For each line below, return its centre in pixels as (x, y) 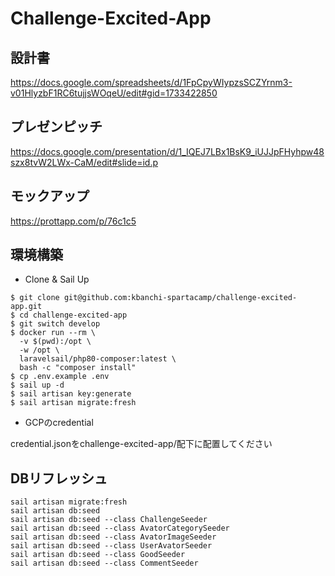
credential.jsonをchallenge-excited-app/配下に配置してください (141, 444)
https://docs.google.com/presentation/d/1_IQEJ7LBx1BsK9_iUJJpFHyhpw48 (167, 151)
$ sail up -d (37, 385)
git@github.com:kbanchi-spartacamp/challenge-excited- (180, 298)
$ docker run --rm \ (53, 333)
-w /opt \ (39, 350)
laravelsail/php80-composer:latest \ (98, 359)
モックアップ (50, 196)
